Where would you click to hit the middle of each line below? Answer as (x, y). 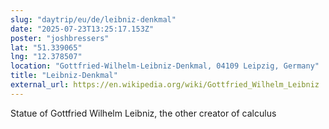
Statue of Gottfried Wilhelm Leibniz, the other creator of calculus (143, 113)
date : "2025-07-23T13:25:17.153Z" (82, 29)
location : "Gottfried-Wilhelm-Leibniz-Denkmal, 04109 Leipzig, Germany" (165, 66)
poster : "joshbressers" (60, 38)
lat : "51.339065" (46, 47)
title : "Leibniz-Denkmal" (64, 76)
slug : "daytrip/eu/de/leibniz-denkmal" (93, 19)
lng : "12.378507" (46, 57)
